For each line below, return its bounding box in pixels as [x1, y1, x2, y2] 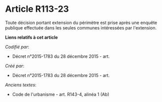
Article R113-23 [5, 3, 69, 15]
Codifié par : [5, 44, 30, 50]
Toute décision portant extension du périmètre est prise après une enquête [5, 20, 158, 25]
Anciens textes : [5, 82, 37, 88]
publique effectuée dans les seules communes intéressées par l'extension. [5, 25, 157, 30]
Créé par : [5, 63, 25, 69]
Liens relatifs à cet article [5, 34, 58, 40]
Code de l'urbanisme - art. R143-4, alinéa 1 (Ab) [12, 91, 109, 97]
